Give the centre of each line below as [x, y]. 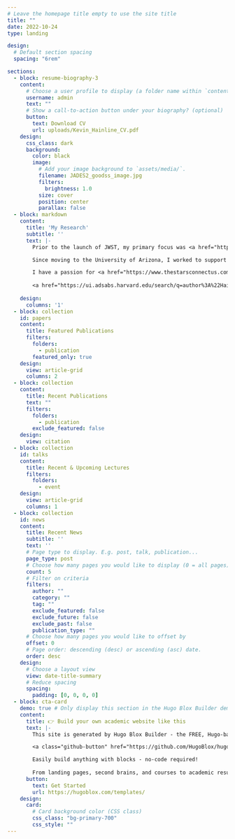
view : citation [48, 442]
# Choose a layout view [60, 669]
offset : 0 [40, 643]
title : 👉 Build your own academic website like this [106, 721]
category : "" [51, 598]
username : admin [49, 98]
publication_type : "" [64, 630]
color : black [51, 156]
